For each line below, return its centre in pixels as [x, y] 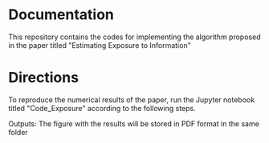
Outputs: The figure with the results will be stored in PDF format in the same [134, 123]
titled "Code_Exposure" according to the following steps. [102, 108]
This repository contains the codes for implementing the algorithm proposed [134, 37]
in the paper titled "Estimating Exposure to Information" [100, 45]
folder [18, 132]
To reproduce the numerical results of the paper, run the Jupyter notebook [132, 99]
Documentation [61, 15]
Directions [43, 78]
